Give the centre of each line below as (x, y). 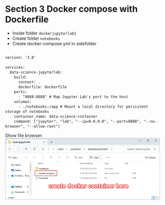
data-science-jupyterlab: (36, 72)
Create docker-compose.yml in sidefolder (54, 43)
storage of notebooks (27, 112)
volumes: (23, 102)
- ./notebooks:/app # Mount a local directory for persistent (83, 107)
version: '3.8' (21, 58)
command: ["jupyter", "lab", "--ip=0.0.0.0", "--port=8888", (78, 121)
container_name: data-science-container (56, 117)
